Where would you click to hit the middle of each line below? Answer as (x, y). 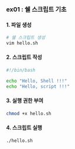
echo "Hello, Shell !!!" (37, 81)
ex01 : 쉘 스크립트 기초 (36, 9)
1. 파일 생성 (19, 24)
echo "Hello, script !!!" (38, 86)
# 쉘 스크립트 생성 (26, 38)
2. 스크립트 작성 (24, 57)
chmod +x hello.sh (29, 113)
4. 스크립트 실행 (24, 128)
